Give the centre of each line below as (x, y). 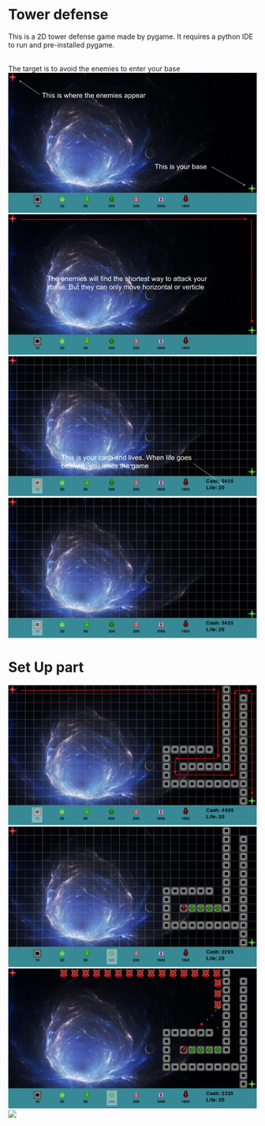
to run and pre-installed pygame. (62, 44)
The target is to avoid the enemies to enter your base (94, 68)
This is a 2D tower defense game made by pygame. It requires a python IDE (131, 36)
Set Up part (46, 667)
